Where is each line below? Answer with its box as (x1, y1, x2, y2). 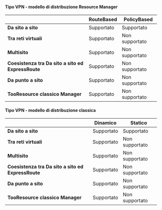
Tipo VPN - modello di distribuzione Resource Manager (5, 4, 118, 10)
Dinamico (94, 120, 117, 126)
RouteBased (88, 16, 117, 23)
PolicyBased (123, 16, 153, 23)
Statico (130, 120, 148, 126)
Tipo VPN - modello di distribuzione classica (5, 107, 96, 113)
